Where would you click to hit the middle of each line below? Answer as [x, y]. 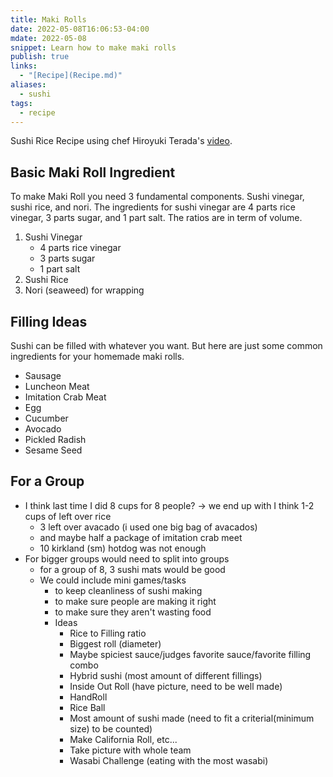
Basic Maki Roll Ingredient [93, 172]
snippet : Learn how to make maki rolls [93, 47]
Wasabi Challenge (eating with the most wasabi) [169, 760]
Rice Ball [87, 707]
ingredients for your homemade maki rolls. [97, 356]
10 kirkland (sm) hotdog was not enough [123, 548]
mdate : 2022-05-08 [48, 38]
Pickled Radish [55, 439]
